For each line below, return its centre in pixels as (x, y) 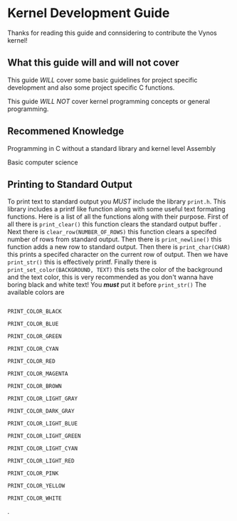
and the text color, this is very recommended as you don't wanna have (110, 277)
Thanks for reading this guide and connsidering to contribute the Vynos (112, 33)
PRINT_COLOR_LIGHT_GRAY (43, 399)
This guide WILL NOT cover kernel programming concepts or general (109, 101)
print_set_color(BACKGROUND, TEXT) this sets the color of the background (115, 270)
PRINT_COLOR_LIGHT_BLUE (43, 424)
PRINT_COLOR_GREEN (35, 337)
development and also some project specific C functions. (91, 88)
